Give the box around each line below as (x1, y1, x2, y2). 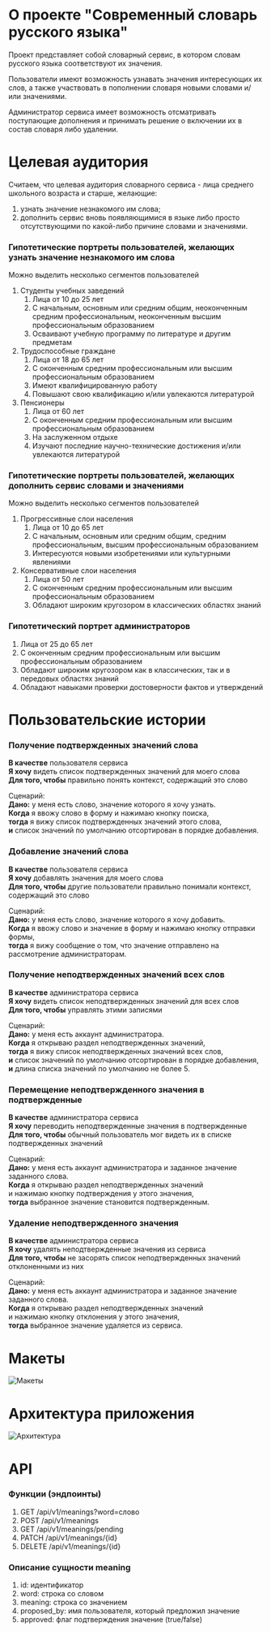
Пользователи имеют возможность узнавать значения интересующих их (8, 74, 263, 84)
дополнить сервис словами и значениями (8, 480, 184, 492)
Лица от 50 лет (32, 575, 85, 584)
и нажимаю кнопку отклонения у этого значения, (8, 1312, 180, 1322)
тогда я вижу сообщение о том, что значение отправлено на (8, 940, 220, 950)
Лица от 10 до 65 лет (32, 523, 104, 532)
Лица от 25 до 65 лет (19, 639, 93, 648)
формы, (8, 932, 35, 941)
